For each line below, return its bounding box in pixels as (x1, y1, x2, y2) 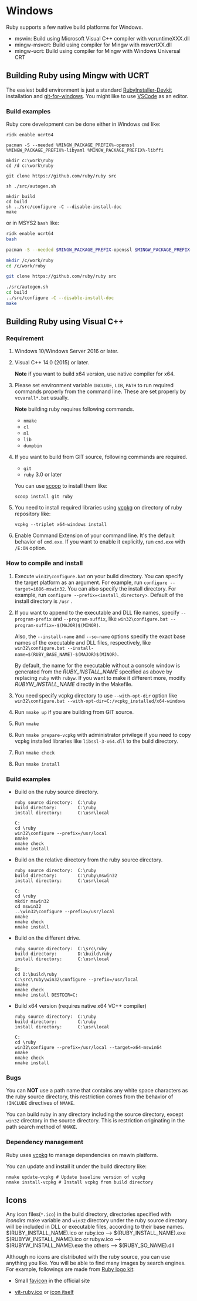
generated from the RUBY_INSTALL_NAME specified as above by (14, 668, 172, 675)
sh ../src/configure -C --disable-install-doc (6, 204, 122, 210)
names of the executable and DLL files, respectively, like (14, 639, 151, 646)
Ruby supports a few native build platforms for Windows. (6, 24, 144, 31)
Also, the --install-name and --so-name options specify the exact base (14, 633, 186, 640)
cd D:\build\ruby (14, 971, 57, 978)
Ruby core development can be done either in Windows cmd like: (6, 120, 161, 128)
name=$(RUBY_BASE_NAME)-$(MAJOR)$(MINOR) (14, 651, 117, 658)
